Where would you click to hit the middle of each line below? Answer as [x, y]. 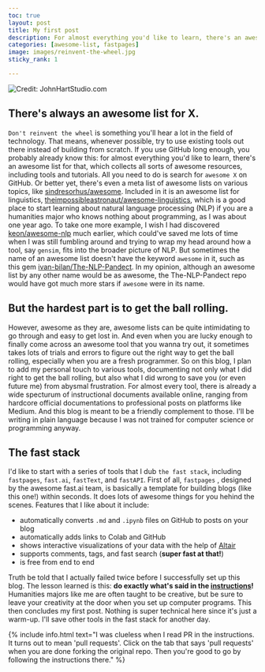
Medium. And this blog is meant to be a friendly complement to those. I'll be [131, 411]
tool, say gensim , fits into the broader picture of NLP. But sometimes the [124, 250]
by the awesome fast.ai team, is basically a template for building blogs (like [130, 488]
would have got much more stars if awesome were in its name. [106, 283]
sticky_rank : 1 [33, 60]
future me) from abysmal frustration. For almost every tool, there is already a [132, 386]
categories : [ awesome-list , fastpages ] [74, 45]
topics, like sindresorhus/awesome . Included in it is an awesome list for [124, 191]
